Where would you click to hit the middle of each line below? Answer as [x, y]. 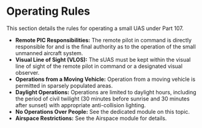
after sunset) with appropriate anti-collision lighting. [80, 105]
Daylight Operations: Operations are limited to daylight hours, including [106, 92]
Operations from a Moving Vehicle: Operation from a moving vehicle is [105, 79]
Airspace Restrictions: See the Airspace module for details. [91, 118]
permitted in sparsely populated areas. [64, 85]
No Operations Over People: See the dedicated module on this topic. [103, 111]
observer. [27, 72]
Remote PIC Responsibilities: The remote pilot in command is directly [103, 40]
